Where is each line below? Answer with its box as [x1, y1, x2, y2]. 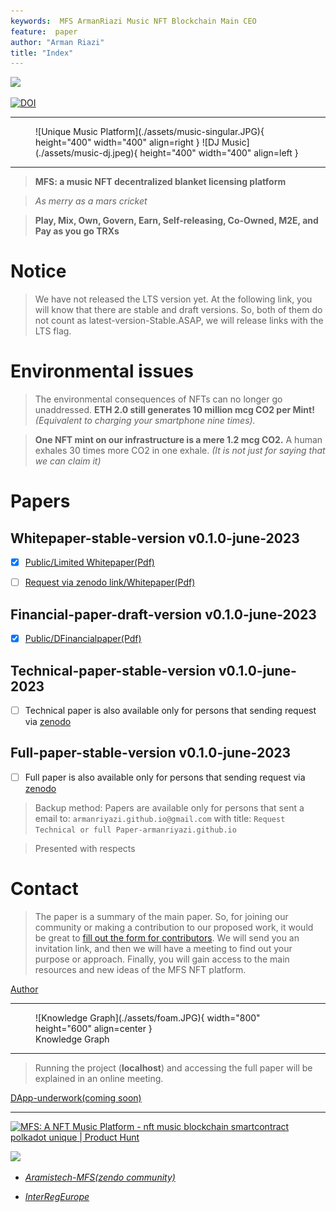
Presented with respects [34, 842, 136, 854]
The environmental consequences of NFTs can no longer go [34, 393, 283, 405]
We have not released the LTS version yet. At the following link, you [34, 293, 313, 305]
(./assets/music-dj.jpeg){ [35, 147, 138, 159]
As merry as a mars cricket [34, 195, 148, 207]
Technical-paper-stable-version [10, 662, 217, 679]
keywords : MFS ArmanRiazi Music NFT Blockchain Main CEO [10, 16, 257, 26]
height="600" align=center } [35, 1022, 153, 1034]
